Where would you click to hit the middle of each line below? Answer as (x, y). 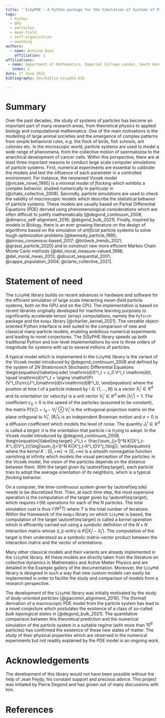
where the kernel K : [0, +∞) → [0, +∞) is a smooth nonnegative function (79, 451)
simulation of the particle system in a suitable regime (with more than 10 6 (79, 625)
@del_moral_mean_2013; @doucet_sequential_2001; (58, 256)
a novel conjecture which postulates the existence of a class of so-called (79, 608)
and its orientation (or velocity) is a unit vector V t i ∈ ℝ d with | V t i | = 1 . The (79, 396)
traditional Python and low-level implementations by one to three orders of (81, 342)
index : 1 (21, 69)
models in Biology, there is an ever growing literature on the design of (76, 225)
